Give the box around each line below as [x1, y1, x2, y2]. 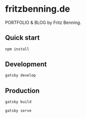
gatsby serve [5, 108, 32, 113]
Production [5, 86, 40, 95]
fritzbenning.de [5, 3, 70, 15]
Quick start [5, 34, 40, 42]
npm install [5, 46, 29, 52]
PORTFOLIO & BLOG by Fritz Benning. [5, 20, 82, 25]
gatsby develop [5, 73, 36, 78]
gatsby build [5, 99, 32, 104]
